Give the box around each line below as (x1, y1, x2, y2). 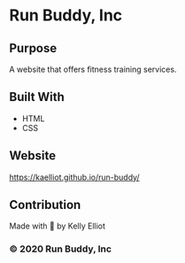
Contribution (9, 197, 81, 213)
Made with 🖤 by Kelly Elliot (9, 220, 106, 231)
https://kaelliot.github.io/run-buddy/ (9, 172, 140, 182)
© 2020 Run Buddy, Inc (9, 243, 112, 255)
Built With (9, 89, 65, 104)
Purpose (9, 41, 58, 56)
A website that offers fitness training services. (9, 64, 177, 74)
